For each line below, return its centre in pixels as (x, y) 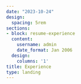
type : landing (24, 72)
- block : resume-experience (41, 34)
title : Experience (29, 67)
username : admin (37, 45)
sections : (18, 28)
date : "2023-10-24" (30, 12)
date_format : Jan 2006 (45, 50)
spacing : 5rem (29, 22)
